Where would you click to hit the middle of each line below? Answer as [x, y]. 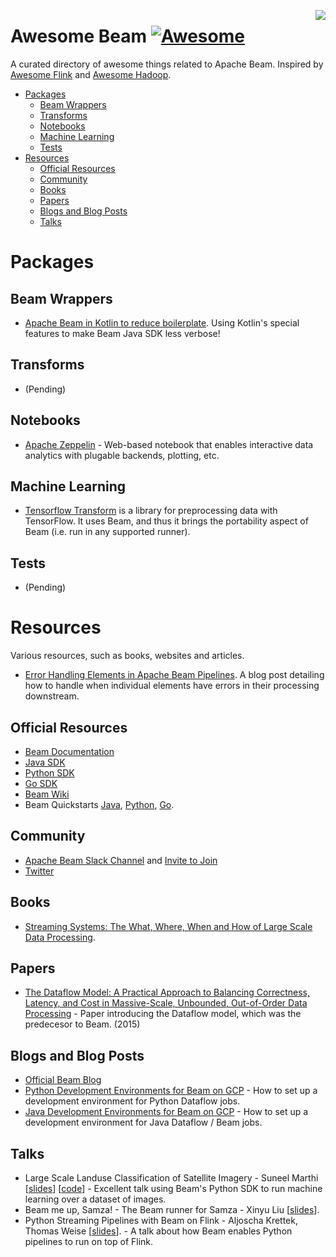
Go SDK [41, 783]
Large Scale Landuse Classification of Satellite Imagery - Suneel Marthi [171, 1178]
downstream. [52, 696]
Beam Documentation [69, 751]
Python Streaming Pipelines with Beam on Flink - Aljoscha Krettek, [161, 1220]
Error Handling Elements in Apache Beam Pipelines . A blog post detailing [174, 675]
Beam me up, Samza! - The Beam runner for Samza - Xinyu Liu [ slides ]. [172, 1209]
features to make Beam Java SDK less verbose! [122, 333]
